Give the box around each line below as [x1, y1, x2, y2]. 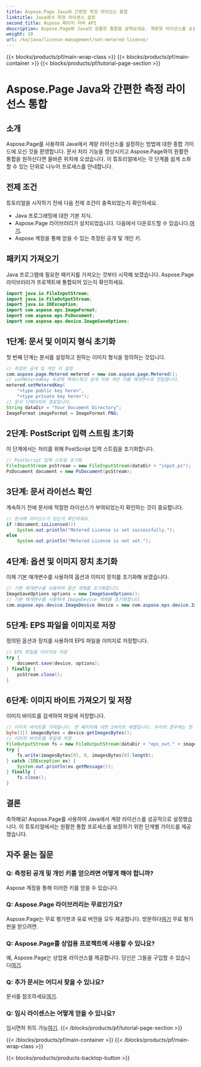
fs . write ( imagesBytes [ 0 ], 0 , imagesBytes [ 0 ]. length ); [17, 752, 154, 758]
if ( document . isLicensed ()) [6, 521, 77, 527]
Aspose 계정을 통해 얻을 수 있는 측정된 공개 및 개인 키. [14, 234, 142, 242]
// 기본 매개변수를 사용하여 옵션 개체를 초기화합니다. [6, 585, 121, 591]
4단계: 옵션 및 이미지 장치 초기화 [6, 556, 118, 567]
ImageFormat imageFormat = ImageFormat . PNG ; [6, 410, 119, 416]
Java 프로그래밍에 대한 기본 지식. [14, 211, 93, 219]
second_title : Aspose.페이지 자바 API [6, 20, 97, 26]
